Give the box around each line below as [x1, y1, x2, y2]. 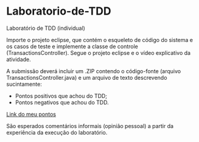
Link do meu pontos [6, 110, 57, 118]
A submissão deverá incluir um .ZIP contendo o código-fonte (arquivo [6, 67, 181, 74]
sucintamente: [6, 80, 43, 88]
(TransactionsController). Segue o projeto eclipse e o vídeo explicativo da [6, 49, 190, 56]
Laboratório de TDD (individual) [6, 24, 85, 32]
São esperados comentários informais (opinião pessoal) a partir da [6, 122, 174, 129]
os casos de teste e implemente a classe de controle [6, 43, 138, 50]
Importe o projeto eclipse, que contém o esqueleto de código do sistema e [6, 36, 194, 43]
